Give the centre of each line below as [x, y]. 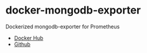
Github [22, 44]
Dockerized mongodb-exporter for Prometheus [63, 26]
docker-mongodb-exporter [73, 10]
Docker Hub [29, 38]
